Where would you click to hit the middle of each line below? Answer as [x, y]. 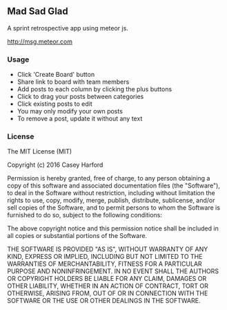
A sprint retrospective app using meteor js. [68, 28]
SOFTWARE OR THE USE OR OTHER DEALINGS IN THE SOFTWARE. [104, 301]
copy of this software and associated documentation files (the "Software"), [114, 185]
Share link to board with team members [73, 82]
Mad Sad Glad [38, 11]
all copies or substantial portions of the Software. [77, 236]
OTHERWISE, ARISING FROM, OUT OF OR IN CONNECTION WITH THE [108, 293]
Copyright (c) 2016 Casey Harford [55, 165]
